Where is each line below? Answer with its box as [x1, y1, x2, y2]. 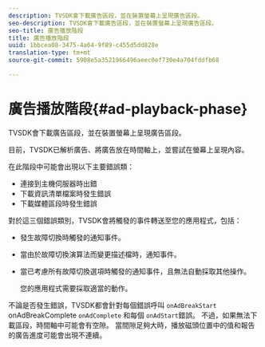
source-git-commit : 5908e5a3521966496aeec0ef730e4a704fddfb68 [8, 57, 220, 65]
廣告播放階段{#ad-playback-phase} [8, 101, 248, 118]
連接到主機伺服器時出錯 [19, 179, 97, 188]
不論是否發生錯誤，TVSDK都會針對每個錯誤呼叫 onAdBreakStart [8, 300, 217, 310]
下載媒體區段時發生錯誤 [19, 199, 97, 208]
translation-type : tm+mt [8, 49, 91, 57]
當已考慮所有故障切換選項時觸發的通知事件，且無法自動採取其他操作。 [19, 266, 251, 276]
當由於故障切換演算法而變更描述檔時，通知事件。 [19, 249, 181, 259]
